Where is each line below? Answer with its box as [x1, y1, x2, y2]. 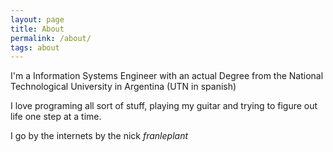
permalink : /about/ [10, 33, 92, 43]
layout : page [10, 14, 65, 25]
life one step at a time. [10, 111, 102, 123]
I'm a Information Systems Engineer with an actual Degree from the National [10, 70, 324, 82]
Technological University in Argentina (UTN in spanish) [10, 81, 237, 93]
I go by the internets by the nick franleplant [10, 130, 189, 142]
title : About [10, 24, 65, 34]
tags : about [10, 42, 60, 53]
